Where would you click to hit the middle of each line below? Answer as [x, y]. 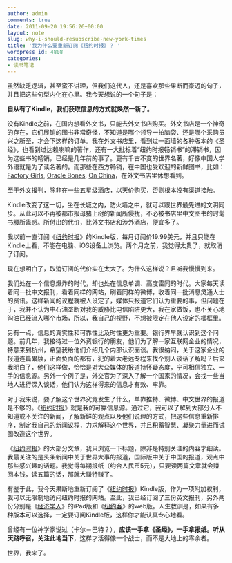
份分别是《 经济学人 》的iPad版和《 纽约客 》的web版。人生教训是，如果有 [110, 506]
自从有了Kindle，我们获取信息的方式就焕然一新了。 [80, 108]
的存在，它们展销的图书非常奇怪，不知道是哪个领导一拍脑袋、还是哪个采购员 [116, 132]
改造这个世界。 [34, 433]
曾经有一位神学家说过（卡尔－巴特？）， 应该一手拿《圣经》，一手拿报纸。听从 [116, 529]
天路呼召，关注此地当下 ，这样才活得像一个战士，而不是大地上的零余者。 [110, 538]
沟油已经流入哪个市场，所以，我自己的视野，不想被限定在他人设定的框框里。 [116, 318]
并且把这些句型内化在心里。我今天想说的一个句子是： [83, 94]
